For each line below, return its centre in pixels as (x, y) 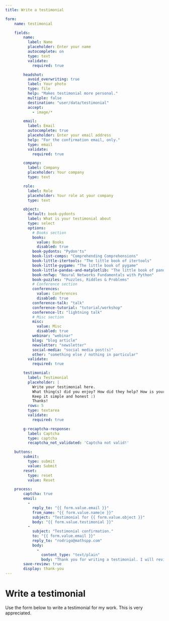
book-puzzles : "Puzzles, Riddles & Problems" (80, 280)
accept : (35, 107)
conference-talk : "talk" (58, 303)
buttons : (23, 452)
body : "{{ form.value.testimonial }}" (73, 522)
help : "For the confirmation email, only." (74, 140)
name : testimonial (33, 24)
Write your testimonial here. (64, 387)
